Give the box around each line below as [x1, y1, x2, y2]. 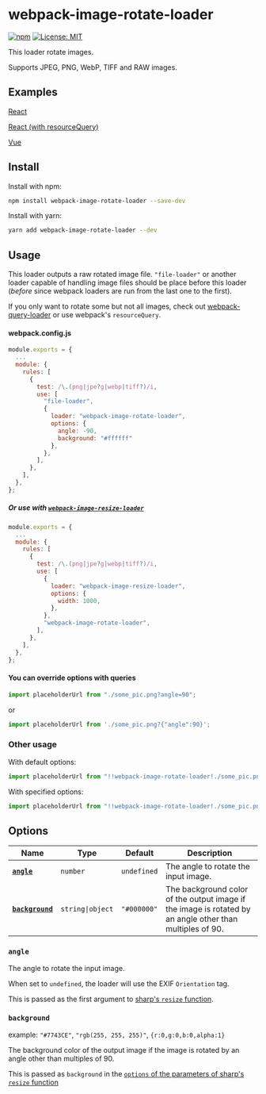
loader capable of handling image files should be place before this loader [8, 278, 247, 287]
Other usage [8, 739, 58, 750]
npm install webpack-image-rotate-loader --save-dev [8, 197, 186, 205]
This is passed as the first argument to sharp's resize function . [8, 994, 214, 1004]
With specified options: [8, 787, 84, 797]
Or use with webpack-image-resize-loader [8, 503, 145, 512]
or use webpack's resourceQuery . [52, 310, 161, 320]
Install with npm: [8, 181, 62, 191]
